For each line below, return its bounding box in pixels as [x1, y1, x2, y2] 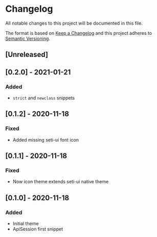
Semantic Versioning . [5, 35, 50, 42]
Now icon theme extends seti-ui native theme [12, 179, 109, 185]
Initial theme [12, 221, 39, 227]
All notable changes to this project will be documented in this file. [5, 20, 143, 26]
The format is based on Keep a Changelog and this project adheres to [5, 30, 152, 36]
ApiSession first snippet [12, 226, 63, 232]
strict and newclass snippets [12, 95, 75, 101]
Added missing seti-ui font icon [12, 136, 79, 143]
